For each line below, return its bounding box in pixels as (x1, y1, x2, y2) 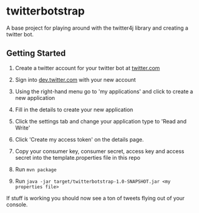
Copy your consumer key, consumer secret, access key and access (15, 147, 184, 155)
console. (6, 201, 29, 208)
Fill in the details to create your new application (15, 106, 133, 113)
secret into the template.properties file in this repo (15, 154, 141, 161)
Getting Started (6, 48, 66, 59)
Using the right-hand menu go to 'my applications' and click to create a (15, 88, 194, 95)
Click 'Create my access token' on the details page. (15, 136, 144, 143)
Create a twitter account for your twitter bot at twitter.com (15, 64, 160, 71)
